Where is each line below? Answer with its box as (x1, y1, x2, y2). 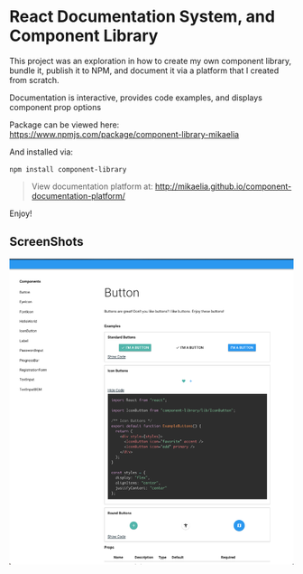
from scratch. (9, 74, 60, 85)
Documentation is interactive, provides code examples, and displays (9, 92, 263, 103)
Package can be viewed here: (9, 119, 120, 130)
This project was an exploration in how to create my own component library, (9, 55, 292, 66)
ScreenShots (9, 234, 84, 249)
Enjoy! (9, 208, 33, 219)
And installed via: (9, 146, 74, 157)
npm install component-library (9, 165, 127, 174)
